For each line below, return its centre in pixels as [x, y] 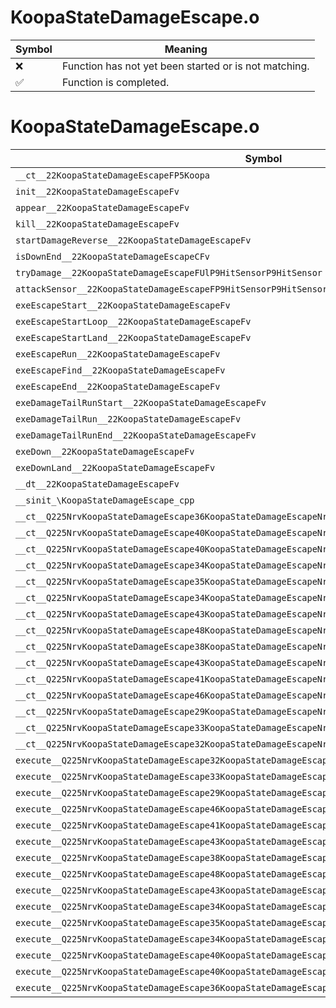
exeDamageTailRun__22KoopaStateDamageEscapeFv [128, 419]
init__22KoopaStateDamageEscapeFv [97, 191]
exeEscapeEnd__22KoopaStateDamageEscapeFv [118, 386]
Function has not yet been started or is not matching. [185, 66]
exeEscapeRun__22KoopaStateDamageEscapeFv [118, 354]
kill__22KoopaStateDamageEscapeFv [97, 224]
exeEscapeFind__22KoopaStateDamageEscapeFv [120, 370]
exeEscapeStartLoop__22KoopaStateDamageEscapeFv [133, 321]
